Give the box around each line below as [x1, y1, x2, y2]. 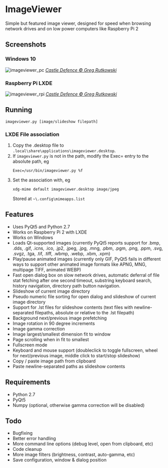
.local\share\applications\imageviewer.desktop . [12, 148, 116, 154]
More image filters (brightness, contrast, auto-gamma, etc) [12, 451, 135, 458]
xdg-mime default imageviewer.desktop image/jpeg [12, 187, 120, 192]
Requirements [5, 378, 50, 387]
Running [5, 106, 33, 114]
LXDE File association [5, 130, 60, 137]
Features [5, 210, 34, 219]
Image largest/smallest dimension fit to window [12, 331, 111, 337]
